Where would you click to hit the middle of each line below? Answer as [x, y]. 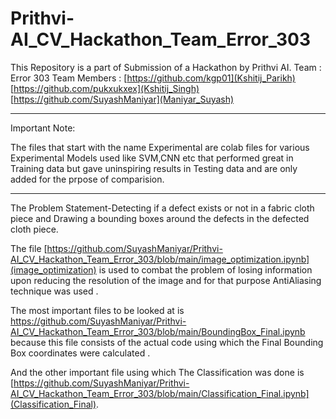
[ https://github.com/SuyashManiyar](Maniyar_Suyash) [122, 99]
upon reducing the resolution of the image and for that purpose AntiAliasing [166, 280]
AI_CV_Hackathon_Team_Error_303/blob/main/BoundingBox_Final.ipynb [158, 331]
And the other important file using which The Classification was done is [157, 372]
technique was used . [54, 291]
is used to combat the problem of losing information [205, 269]
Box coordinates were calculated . [80, 353]
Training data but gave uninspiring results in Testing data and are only [154, 168]
